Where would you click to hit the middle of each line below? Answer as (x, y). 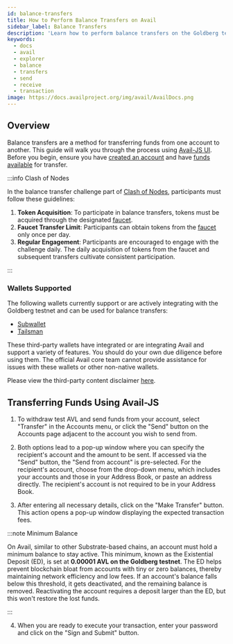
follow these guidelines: (41, 199)
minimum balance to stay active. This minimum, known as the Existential (110, 554)
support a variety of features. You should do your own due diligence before (115, 352)
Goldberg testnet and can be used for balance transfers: (88, 311)
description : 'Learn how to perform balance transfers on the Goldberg (113, 33)
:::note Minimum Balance (43, 533)
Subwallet (32, 324)
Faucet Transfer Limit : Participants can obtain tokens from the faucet (116, 227)
